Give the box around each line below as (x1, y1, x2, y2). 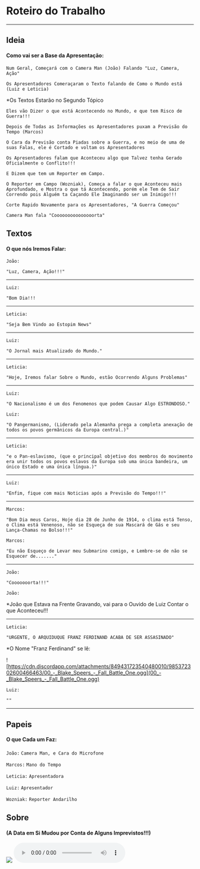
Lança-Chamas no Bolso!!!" (6, 527, 73, 533)
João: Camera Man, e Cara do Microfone (6, 750, 104, 756)
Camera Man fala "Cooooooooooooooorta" (6, 212, 105, 218)
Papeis (6, 719, 32, 730)
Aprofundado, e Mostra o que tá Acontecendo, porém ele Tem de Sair (6, 186, 180, 192)
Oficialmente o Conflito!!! (6, 160, 76, 166)
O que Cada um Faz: (6, 736, 57, 743)
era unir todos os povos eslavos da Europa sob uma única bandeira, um (6, 459, 187, 465)
